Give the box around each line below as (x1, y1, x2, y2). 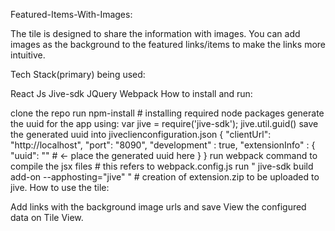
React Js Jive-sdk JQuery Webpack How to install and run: (10, 88, 253, 99)
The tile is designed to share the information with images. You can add (10, 28, 301, 39)
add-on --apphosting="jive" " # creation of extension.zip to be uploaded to (10, 171, 320, 183)
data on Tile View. (10, 212, 84, 223)
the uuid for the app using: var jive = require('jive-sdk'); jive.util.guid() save (10, 118, 319, 129)
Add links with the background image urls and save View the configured (10, 201, 307, 213)
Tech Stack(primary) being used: (10, 69, 146, 80)
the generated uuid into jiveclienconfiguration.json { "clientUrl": (10, 129, 272, 140)
